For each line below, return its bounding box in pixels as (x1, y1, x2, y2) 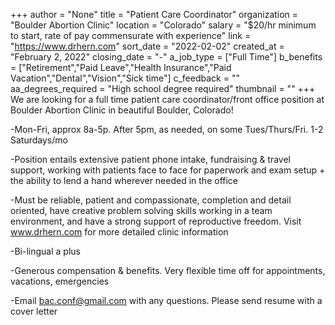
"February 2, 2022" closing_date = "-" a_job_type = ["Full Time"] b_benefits (10, 51, 323, 63)
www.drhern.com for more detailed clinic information (10, 226, 229, 238)
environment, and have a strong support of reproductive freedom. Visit (10, 215, 302, 227)
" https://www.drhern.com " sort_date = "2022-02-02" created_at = (10, 40, 285, 52)
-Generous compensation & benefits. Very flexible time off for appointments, (10, 265, 326, 276)
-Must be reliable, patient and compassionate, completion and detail (10, 194, 292, 206)
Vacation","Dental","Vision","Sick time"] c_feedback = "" (10, 72, 240, 84)
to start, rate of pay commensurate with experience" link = (10, 30, 252, 41)
